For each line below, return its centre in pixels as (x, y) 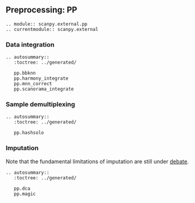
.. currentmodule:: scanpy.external (52, 29)
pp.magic (25, 194)
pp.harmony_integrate (41, 78)
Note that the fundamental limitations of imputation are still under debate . (97, 161)
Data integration (30, 44)
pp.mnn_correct (33, 84)
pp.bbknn (25, 73)
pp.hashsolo (29, 133)
